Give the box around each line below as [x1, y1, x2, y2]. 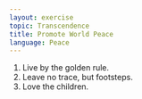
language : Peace [9, 37, 70, 47]
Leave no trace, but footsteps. [21, 72, 134, 83]
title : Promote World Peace [9, 29, 114, 38]
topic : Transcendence [9, 21, 90, 30]
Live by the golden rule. [21, 62, 110, 73]
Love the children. [21, 81, 89, 92]
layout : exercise [9, 12, 74, 22]
